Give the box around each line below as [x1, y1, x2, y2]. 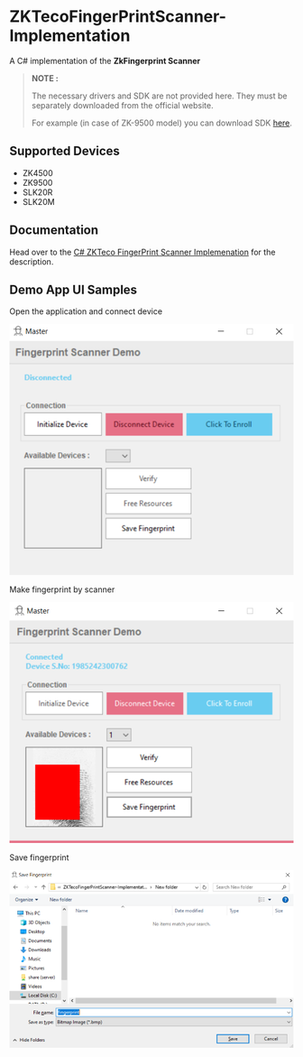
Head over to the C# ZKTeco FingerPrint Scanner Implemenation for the [9, 246, 276, 257]
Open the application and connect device [9, 306, 163, 317]
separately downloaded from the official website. [31, 99, 214, 110]
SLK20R [22, 187, 53, 198]
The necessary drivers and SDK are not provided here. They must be [31, 90, 288, 101]
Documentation [9, 223, 99, 238]
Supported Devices [9, 144, 120, 159]
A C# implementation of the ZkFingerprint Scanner [9, 55, 201, 66]
